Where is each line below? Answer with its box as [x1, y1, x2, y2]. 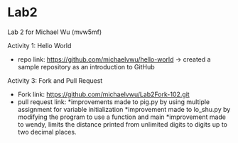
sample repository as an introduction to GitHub [17, 62, 155, 71]
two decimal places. [17, 127, 77, 136]
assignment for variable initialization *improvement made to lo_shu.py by [17, 105, 231, 113]
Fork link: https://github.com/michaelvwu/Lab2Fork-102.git [17, 90, 190, 98]
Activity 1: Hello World [7, 41, 72, 50]
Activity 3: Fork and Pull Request [7, 76, 103, 85]
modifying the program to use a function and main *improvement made [17, 113, 226, 121]
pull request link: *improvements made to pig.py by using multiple [17, 97, 210, 106]
